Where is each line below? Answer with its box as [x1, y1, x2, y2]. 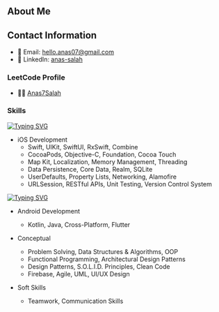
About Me [7, 6, 51, 17]
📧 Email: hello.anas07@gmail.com [17, 48, 115, 57]
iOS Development [17, 135, 68, 144]
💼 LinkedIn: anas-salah [17, 55, 83, 64]
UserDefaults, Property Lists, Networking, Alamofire [27, 172, 177, 181]
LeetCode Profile [7, 73, 65, 82]
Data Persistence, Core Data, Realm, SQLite [27, 165, 153, 173]
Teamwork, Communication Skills [27, 297, 124, 305]
